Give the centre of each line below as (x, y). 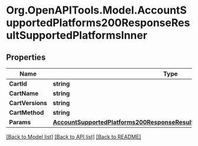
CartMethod (27, 113)
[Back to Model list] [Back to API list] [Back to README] (74, 137)
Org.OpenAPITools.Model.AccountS (97, 10)
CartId (18, 84)
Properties (26, 57)
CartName (24, 93)
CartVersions (28, 103)
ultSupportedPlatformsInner (77, 35)
